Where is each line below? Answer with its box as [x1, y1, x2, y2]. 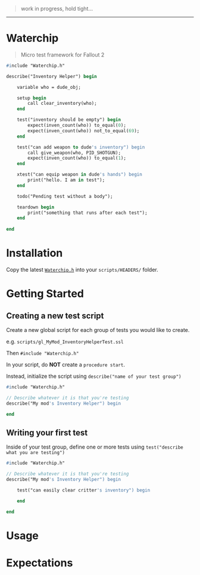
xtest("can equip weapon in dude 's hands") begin [17, 172, 143, 178]
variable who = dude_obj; [17, 84, 82, 90]
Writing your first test [6, 427, 88, 437]
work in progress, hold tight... [20, 5, 93, 12]
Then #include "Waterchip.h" [6, 350, 79, 356]
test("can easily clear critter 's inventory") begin [17, 487, 151, 493]
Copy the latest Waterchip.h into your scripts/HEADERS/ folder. [6, 266, 159, 273]
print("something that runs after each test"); [27, 210, 148, 216]
